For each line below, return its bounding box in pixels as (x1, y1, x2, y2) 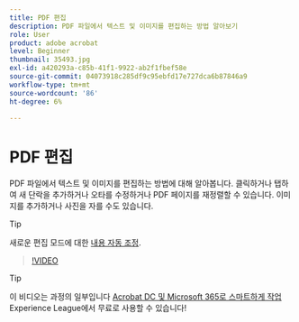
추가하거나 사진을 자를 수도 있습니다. (25, 200, 154, 212)
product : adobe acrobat (9, 38, 99, 48)
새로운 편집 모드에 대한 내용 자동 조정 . (9, 237, 141, 248)
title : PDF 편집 (9, 13, 67, 23)
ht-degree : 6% (9, 97, 63, 106)
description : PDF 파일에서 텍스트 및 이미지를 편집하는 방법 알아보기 (9, 22, 239, 31)
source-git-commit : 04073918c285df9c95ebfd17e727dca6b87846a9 (9, 72, 248, 81)
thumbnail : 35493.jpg (9, 55, 91, 64)
